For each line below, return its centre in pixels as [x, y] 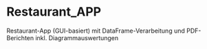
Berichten [20, 37]
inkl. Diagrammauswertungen [77, 37]
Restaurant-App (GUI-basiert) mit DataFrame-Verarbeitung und [96, 31]
